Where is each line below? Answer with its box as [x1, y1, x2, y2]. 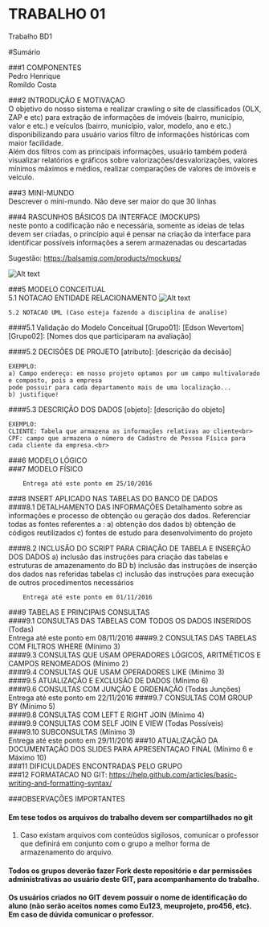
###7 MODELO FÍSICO [8, 463, 84, 473]
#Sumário [8, 47, 41, 56]
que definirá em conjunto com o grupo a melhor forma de [19, 838, 210, 849]
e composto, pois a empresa [8, 376, 103, 385]
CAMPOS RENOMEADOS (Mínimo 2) [8, 658, 128, 668]
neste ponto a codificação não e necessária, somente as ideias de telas [8, 220, 245, 230]
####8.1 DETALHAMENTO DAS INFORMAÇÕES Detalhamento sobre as [8, 502, 243, 512]
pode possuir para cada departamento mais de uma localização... [8, 383, 231, 391]
